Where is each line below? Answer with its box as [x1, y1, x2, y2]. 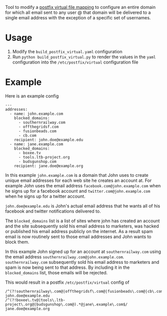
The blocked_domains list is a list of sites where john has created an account [5, 218, 160, 224]
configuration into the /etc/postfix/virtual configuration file [12, 59, 139, 65]
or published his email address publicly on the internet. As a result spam [5, 228, 153, 234]
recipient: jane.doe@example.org [14, 163, 83, 168]
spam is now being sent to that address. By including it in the [5, 264, 130, 270]
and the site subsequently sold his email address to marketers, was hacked [5, 223, 159, 229]
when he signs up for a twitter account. [5, 193, 85, 199]
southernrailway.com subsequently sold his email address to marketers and [5, 259, 160, 265]
